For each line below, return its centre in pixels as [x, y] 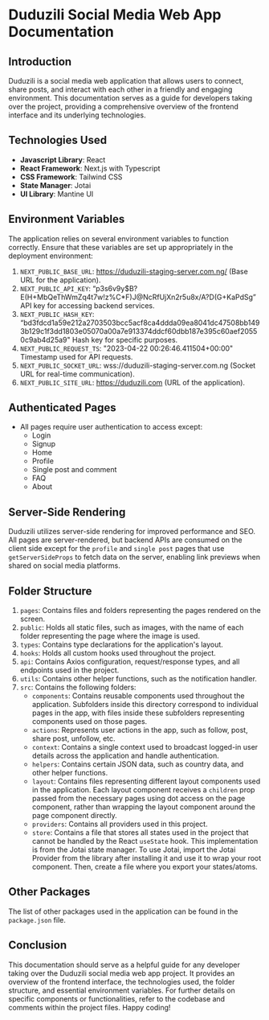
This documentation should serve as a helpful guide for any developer [124, 964]
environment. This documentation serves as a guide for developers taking [130, 98]
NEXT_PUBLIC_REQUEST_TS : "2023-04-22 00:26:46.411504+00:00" [126, 348]
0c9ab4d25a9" [45, 339]
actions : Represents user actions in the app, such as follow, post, [140, 730]
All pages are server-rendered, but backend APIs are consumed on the [125, 540]
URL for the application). [60, 280]
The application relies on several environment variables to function [118, 238]
